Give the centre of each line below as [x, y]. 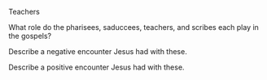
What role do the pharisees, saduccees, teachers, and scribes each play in [133, 27]
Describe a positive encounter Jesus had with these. [96, 67]
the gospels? [30, 36]
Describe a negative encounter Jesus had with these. [98, 51]
